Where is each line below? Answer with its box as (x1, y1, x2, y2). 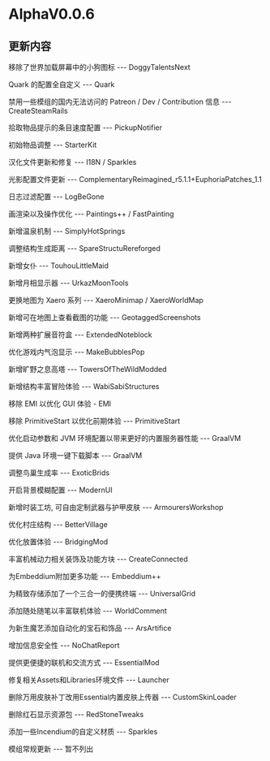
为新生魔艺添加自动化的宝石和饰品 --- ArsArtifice (8, 623, 172, 633)
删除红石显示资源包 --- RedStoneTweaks (8, 710, 144, 719)
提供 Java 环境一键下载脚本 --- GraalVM (8, 451, 143, 460)
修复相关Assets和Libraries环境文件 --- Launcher (8, 675, 170, 685)
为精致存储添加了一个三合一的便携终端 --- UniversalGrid (8, 589, 196, 598)
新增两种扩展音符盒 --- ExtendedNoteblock (8, 330, 152, 339)
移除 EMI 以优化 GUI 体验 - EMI (8, 399, 112, 409)
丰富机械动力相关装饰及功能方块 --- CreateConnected (8, 554, 188, 564)
